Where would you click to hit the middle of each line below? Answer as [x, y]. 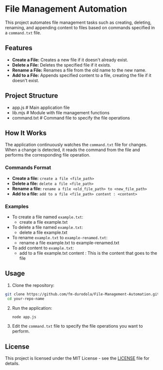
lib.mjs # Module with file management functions [61, 112]
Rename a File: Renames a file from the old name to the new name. [79, 70]
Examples [17, 206]
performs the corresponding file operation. [48, 155]
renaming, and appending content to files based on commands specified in [80, 27]
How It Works [26, 133]
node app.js [24, 317]
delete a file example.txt [43, 232]
